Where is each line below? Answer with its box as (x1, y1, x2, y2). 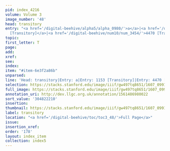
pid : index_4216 (5, 7, 39, 13)
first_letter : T (5, 40, 39, 45)
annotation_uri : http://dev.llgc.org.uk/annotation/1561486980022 (5, 92, 148, 97)
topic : (5, 36, 19, 41)
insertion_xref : (5, 124, 39, 129)
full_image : (5, 87, 30, 92)
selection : (5, 82, 28, 87)
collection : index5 (5, 138, 47, 143)
